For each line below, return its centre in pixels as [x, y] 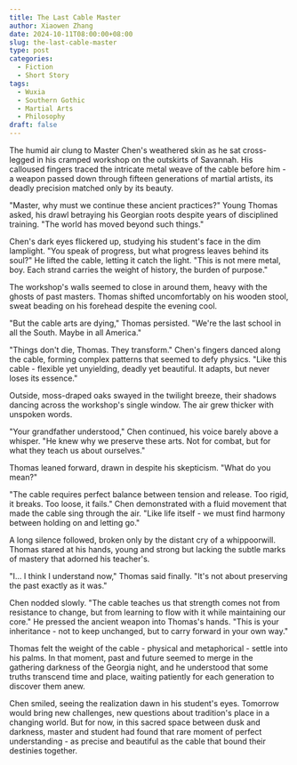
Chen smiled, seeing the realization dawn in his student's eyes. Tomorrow [144, 703]
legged [22, 160]
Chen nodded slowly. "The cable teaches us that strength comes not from [144, 603]
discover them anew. [48, 686]
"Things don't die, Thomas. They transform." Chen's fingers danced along [145, 350]
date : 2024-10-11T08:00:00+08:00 [71, 34]
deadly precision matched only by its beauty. [91, 188]
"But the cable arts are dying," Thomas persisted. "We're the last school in [145, 323]
